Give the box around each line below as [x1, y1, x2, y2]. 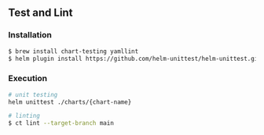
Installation [8, 30, 53, 41]
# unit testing [8, 91, 58, 98]
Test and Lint [8, 6, 73, 20]
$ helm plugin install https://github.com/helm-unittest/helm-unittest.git [8, 55, 262, 62]
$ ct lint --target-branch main [8, 119, 114, 127]
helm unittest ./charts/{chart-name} [8, 98, 132, 106]
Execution [8, 73, 48, 84]
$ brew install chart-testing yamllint [8, 47, 139, 55]
